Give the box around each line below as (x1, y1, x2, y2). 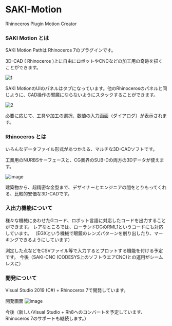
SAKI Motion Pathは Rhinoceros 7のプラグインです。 (5, 47, 116, 53)
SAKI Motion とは (5, 34, 49, 42)
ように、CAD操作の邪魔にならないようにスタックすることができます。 (9, 92, 158, 98)
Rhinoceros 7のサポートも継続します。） (5, 315, 89, 322)
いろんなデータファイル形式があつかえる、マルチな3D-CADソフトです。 (5, 146, 158, 152)
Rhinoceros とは (5, 133, 47, 140)
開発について (5, 274, 37, 281)
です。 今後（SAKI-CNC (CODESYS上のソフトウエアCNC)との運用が (5, 253, 150, 260)
